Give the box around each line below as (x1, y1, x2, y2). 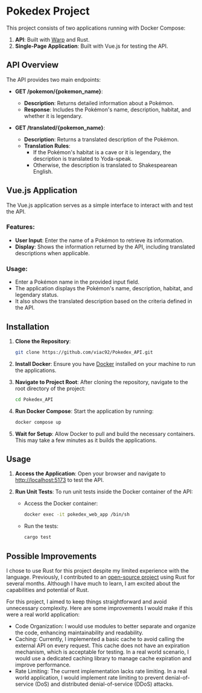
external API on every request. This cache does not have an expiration (14, 642, 190, 649)
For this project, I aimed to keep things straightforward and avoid (6, 597, 167, 605)
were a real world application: (6, 611, 80, 618)
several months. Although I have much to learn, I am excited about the (6, 579, 180, 587)
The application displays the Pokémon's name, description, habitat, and (14, 285, 193, 292)
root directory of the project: (14, 385, 86, 392)
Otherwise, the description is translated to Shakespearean (33, 161, 178, 169)
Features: (6, 223, 35, 231)
